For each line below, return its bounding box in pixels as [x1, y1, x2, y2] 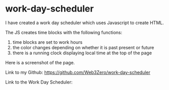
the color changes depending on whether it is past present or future [12, 44, 154, 50]
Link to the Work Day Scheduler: [5, 79, 73, 85]
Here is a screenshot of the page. [5, 59, 75, 65]
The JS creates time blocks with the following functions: [5, 29, 122, 35]
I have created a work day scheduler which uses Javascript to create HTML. [5, 20, 164, 26]
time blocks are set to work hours [12, 39, 82, 45]
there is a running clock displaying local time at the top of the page [12, 50, 152, 56]
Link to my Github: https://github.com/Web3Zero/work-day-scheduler [5, 69, 151, 75]
